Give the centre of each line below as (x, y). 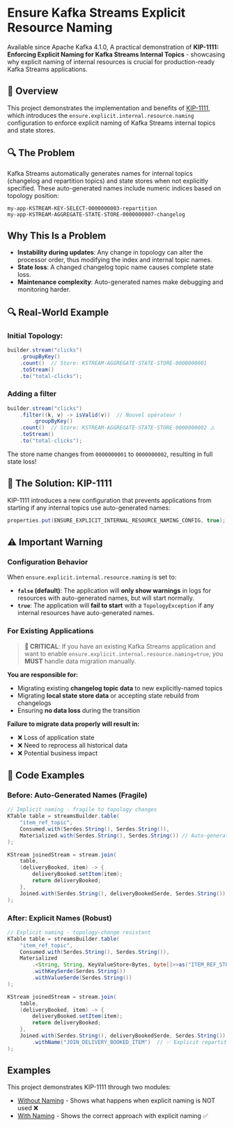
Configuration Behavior (48, 561)
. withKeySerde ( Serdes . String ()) (79, 971)
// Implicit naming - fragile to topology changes (82, 810)
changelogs (34, 703)
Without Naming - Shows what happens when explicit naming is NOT (116, 1100)
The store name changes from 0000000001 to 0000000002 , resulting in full (110, 454)
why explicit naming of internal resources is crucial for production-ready (111, 61)
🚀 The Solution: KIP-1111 (60, 484)
